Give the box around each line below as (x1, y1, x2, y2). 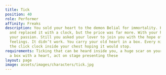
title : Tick (5, 7, 30, 12)
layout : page (5, 58, 32, 63)
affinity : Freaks (5, 21, 41, 26)
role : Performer (5, 16, 39, 21)
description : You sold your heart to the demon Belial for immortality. (5, 26, 158, 31)
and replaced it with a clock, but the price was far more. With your (9, 30, 158, 35)
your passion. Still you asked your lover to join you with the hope (9, 35, 156, 40)
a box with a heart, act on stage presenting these (9, 53, 119, 58)
